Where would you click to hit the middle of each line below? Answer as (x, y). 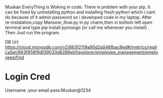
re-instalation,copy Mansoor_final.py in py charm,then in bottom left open (79, 22)
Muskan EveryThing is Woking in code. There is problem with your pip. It (78, 7)
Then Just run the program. (33, 33)
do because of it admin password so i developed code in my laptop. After (78, 17)
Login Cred (28, 77)
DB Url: (12, 42)
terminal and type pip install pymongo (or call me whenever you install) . (77, 28)
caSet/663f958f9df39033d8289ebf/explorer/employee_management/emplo (81, 52)
